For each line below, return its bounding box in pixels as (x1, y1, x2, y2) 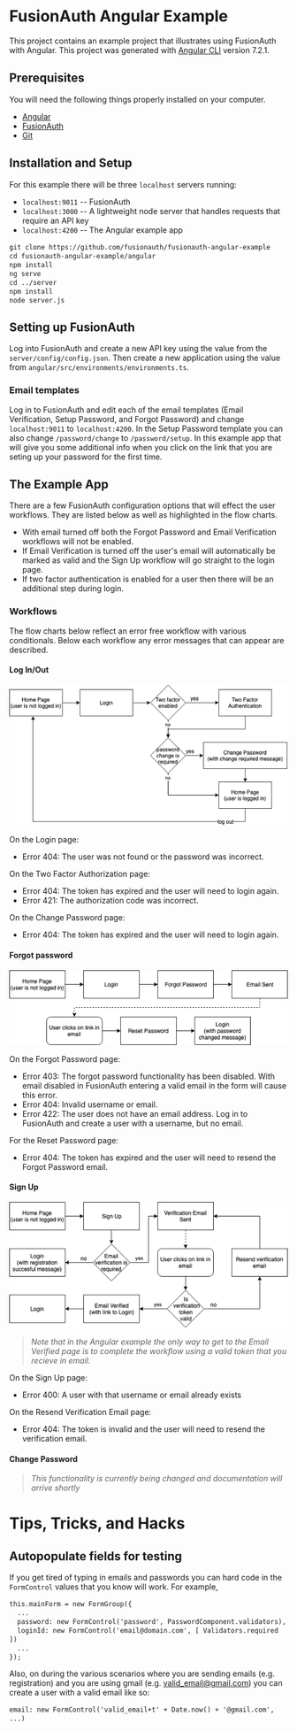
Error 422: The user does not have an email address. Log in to (21, 1108, 248, 1119)
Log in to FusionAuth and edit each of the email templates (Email (9, 404, 244, 415)
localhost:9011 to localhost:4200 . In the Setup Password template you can (9, 423, 284, 434)
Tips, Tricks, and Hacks (9, 1513, 186, 1534)
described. (9, 644, 49, 655)
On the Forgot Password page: (9, 1053, 121, 1064)
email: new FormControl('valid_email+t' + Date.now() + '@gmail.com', (9, 1705, 275, 1714)
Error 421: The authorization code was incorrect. (21, 896, 199, 906)
